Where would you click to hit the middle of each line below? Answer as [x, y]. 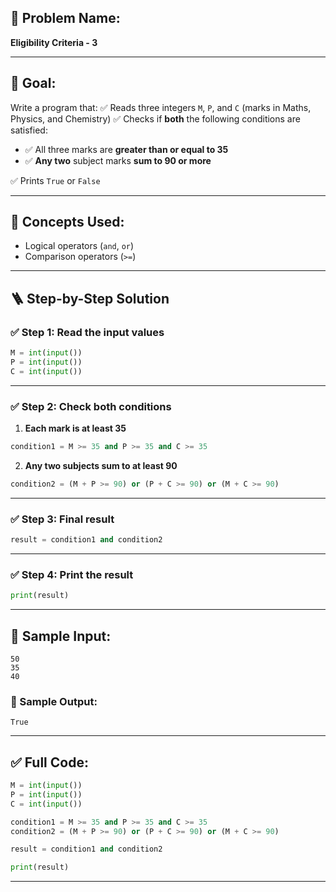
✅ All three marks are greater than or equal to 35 [126, 149]
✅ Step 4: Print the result [72, 574]
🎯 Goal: [33, 83]
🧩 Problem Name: [65, 18]
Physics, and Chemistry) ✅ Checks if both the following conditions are [155, 118]
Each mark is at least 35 [75, 428]
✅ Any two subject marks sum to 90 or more [118, 160]
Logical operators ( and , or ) [79, 246]
